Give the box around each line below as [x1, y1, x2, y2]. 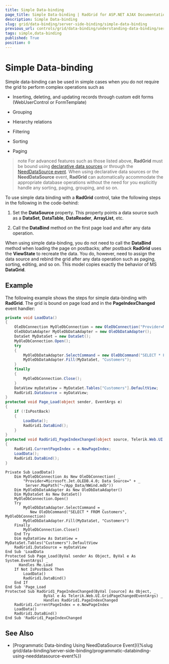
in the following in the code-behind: [5, 200, 79, 206]
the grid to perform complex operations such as [5, 84, 105, 90]
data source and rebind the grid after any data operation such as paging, [5, 256, 156, 262]
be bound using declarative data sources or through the [17, 163, 133, 169]
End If [14, 580, 28, 585]
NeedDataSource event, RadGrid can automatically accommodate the [17, 174, 163, 180]
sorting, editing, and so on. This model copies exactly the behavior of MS [5, 261, 157, 267]
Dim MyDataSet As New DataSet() [14, 491, 82, 497]
